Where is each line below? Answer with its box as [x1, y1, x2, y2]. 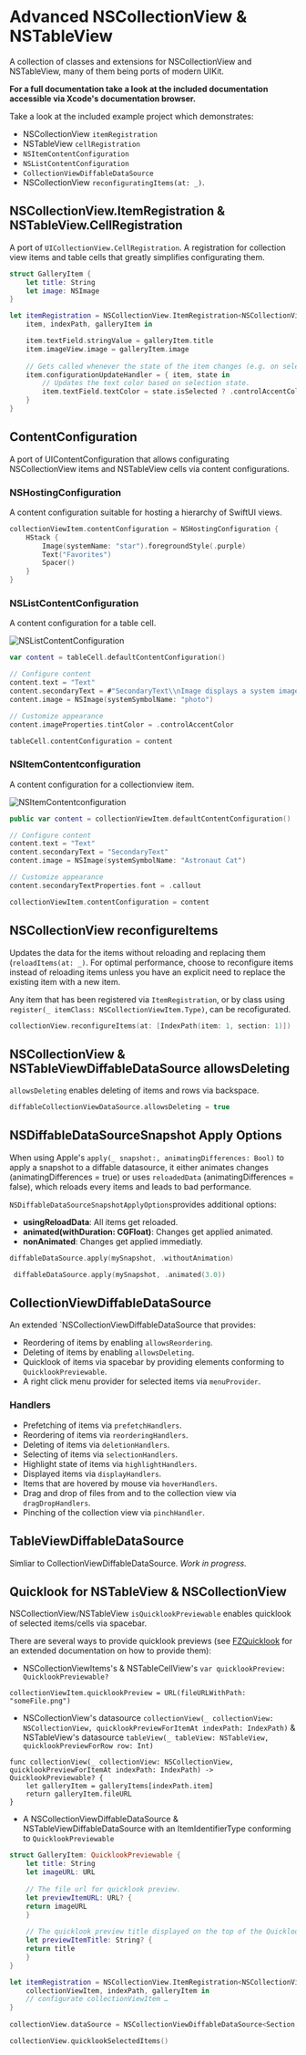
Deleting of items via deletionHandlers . [22, 1439, 170, 1450]
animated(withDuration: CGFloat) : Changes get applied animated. [22, 1226, 273, 1237]
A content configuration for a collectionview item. [9, 779, 195, 790]
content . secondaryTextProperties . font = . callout [9, 881, 202, 890]
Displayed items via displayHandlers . [22, 1468, 162, 1479]
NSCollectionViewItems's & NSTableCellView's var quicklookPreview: [22, 1663, 286, 1674]
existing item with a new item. [9, 976, 121, 987]
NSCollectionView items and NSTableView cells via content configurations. [9, 463, 290, 474]
